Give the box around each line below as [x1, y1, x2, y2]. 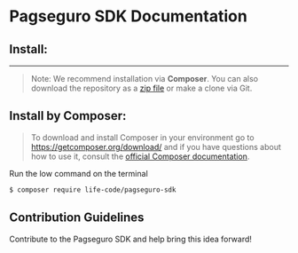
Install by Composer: [9, 108, 127, 123]
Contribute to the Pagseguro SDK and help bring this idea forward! [9, 233, 253, 244]
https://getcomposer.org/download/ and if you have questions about [30, 141, 282, 152]
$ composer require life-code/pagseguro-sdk [9, 185, 176, 194]
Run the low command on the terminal [9, 168, 148, 178]
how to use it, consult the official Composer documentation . [30, 151, 250, 162]
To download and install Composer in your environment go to [30, 131, 255, 143]
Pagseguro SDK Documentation [9, 6, 248, 27]
